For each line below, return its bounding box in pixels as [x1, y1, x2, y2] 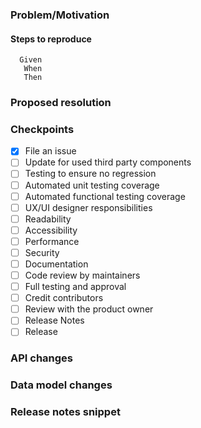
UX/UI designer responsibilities [24, 201, 153, 213]
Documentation [24, 258, 89, 270]
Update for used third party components [24, 156, 192, 168]
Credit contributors [24, 292, 104, 304]
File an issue [24, 145, 77, 157]
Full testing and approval [24, 281, 127, 293]
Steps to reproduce [10, 33, 92, 45]
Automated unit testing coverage [24, 179, 160, 191]
